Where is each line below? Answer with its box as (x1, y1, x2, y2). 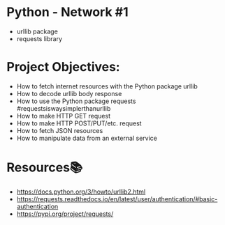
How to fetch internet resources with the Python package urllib (16, 82, 198, 91)
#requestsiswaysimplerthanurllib (16, 104, 111, 112)
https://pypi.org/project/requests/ (16, 210, 114, 218)
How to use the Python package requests (16, 97, 136, 105)
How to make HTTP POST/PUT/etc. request (16, 119, 142, 127)
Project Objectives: (6, 59, 120, 75)
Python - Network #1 (6, 4, 129, 20)
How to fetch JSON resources (16, 126, 103, 134)
